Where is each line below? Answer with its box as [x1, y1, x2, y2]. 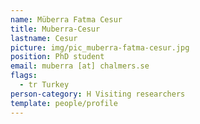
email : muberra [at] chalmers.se [10, 61, 150, 71]
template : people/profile [10, 98, 118, 108]
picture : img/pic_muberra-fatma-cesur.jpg [10, 42, 190, 53]
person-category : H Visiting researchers [10, 89, 186, 99]
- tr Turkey [19, 80, 70, 90]
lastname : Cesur [10, 33, 78, 43]
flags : [10, 71, 38, 81]
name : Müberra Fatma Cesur [10, 14, 123, 25]
